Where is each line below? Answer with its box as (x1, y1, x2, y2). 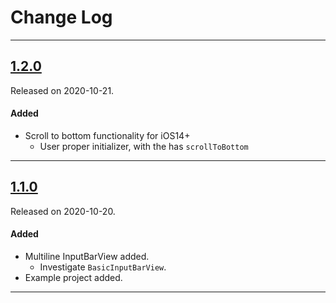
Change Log (10, 6, 113, 29)
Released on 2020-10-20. (10, 205, 116, 217)
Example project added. (24, 271, 123, 283)
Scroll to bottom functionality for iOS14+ (24, 129, 191, 141)
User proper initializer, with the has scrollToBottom (39, 140, 249, 152)
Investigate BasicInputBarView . (39, 261, 167, 273)
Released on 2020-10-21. (10, 84, 115, 96)
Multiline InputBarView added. (24, 250, 150, 262)
